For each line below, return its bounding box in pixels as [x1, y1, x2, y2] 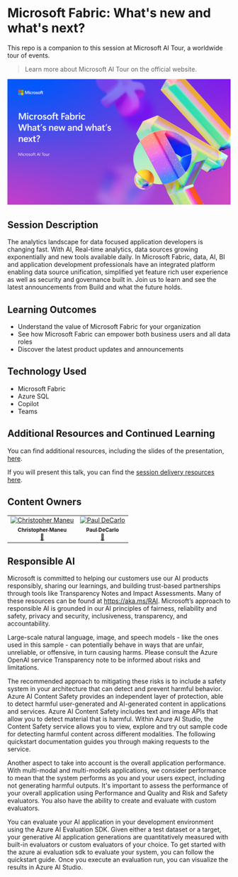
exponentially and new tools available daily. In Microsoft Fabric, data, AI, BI [7, 253, 225, 261]
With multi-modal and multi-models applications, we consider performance [7, 766, 227, 775]
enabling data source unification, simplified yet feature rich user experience [7, 268, 229, 276]
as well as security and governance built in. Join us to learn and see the [7, 276, 217, 284]
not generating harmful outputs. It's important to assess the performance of [7, 781, 229, 790]
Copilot [17, 399, 39, 408]
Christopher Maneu [17, 527, 67, 534]
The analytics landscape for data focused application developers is [7, 238, 203, 246]
